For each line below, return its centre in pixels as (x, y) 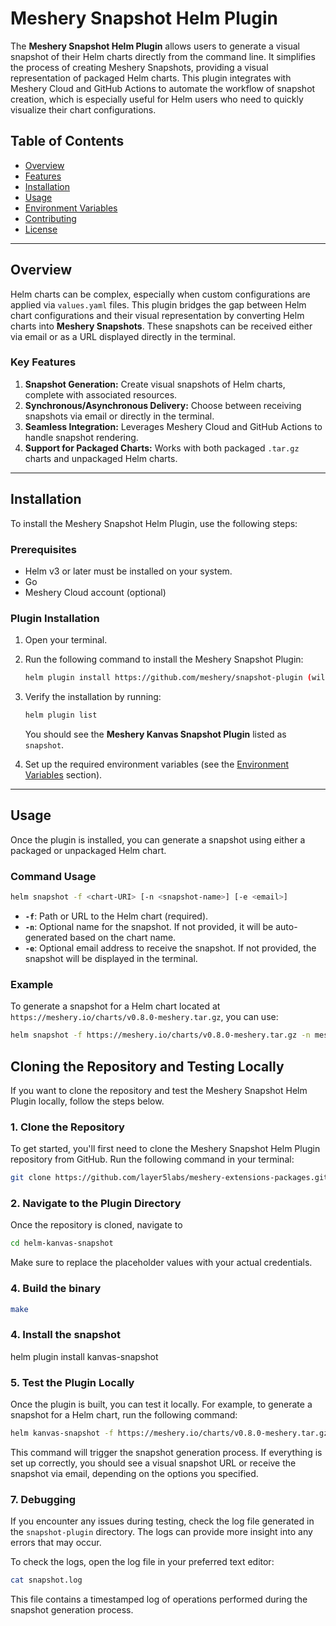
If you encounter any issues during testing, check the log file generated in (162, 1521)
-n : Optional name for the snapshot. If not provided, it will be (149, 926)
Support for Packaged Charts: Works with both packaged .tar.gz (162, 448)
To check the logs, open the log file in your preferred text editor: (142, 1562)
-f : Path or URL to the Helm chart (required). (116, 916)
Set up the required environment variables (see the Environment (156, 764)
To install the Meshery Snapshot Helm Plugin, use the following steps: (154, 523)
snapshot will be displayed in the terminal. (111, 958)
